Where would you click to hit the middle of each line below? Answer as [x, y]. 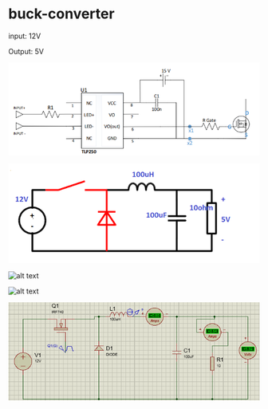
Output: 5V [26, 51]
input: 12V [25, 36]
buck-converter [61, 14]
